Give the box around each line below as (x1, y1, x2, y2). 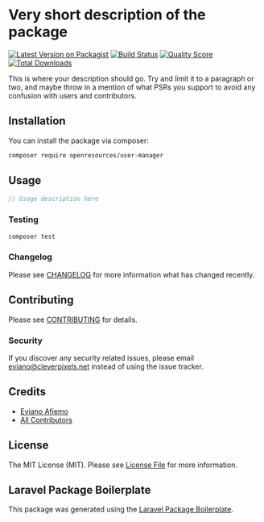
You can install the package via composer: (8, 136, 149, 145)
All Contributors (19, 415, 72, 424)
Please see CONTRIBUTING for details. (8, 315, 138, 324)
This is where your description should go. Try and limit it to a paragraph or (8, 73, 255, 83)
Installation (8, 115, 66, 128)
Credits (8, 385, 47, 399)
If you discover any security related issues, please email (8, 353, 195, 362)
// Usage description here (8, 195, 99, 203)
